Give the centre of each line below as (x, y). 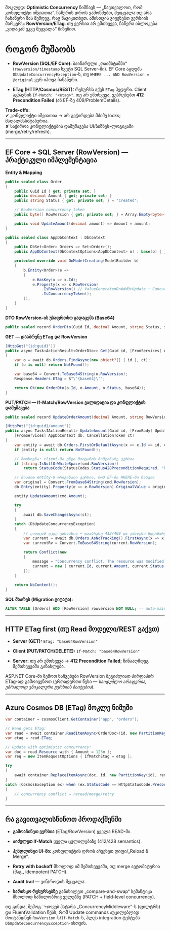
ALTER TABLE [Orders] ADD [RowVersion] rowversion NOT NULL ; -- (74, 608)
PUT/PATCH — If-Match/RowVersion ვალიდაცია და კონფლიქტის (75, 402)
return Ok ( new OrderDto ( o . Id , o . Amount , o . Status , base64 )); (80, 388)
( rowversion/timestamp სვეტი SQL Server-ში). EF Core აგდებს (77, 68)
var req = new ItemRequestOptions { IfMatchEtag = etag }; (69, 756)
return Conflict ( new (45, 552)
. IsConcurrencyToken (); (67, 294)
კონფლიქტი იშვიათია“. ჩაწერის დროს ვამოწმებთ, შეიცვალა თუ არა (78, 13)
